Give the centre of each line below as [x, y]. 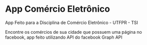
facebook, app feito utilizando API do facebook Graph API [64, 37]
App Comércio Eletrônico [57, 9]
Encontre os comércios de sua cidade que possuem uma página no [73, 32]
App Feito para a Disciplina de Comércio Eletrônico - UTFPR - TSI [72, 22]
